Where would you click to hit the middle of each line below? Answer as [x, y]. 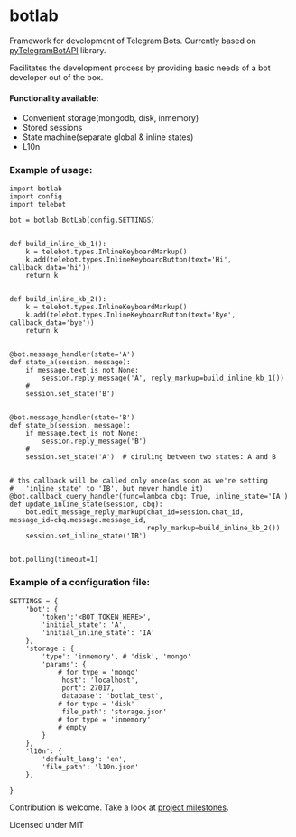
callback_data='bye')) [52, 323]
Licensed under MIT [46, 824]
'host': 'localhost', [98, 680]
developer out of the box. [56, 77]
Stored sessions [52, 128]
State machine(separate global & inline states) [108, 137]
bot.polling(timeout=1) [54, 560]
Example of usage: [51, 170]
